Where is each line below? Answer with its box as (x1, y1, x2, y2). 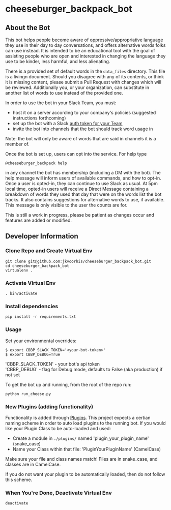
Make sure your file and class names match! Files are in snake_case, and (5, 456, 158, 462)
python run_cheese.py (5, 391, 51, 397)
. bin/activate (5, 291, 38, 296)
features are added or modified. (5, 217, 72, 223)
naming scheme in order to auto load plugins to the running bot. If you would (5, 420, 166, 426)
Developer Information (5, 232, 79, 241)
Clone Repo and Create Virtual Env (5, 247, 93, 254)
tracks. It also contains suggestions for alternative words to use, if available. (5, 197, 165, 202)
